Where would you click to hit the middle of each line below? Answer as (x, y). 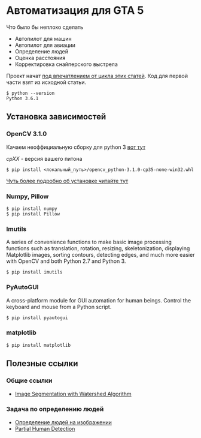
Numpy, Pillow (28, 196)
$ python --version (31, 93)
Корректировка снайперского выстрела (66, 64)
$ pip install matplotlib (38, 345)
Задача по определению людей (55, 409)
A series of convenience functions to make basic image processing (89, 242)
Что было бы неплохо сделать (45, 27)
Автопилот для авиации (45, 45)
